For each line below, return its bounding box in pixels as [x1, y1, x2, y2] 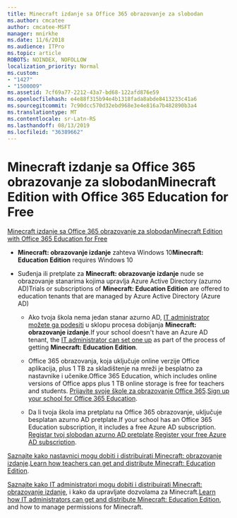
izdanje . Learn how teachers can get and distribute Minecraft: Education [7, 459, 216, 468]
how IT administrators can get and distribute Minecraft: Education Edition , [7, 495, 221, 504]
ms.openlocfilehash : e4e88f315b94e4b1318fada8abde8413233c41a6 [7, 96, 197, 103]
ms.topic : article [7, 50, 61, 57]
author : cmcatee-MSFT [7, 23, 71, 30]
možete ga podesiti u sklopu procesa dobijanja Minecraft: [28, 320, 197, 329]
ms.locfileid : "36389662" [7, 128, 83, 135]
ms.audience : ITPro [7, 43, 65, 50]
